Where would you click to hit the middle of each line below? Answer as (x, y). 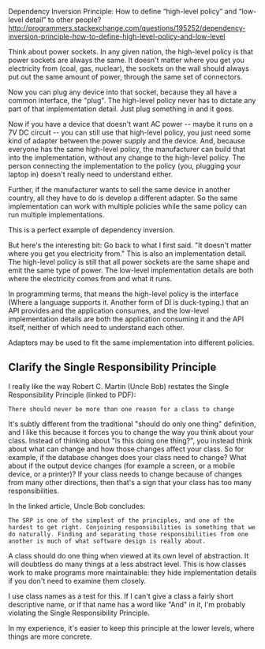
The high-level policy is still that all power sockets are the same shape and (129, 262)
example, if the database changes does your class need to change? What (127, 457)
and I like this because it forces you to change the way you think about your (131, 432)
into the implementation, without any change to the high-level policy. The (127, 158)
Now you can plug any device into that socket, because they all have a (123, 92)
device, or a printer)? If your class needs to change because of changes (125, 474)
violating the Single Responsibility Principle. (79, 613)
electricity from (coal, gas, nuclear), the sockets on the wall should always (129, 69)
